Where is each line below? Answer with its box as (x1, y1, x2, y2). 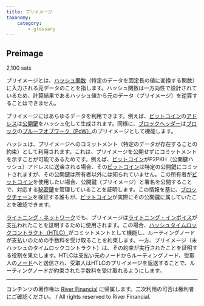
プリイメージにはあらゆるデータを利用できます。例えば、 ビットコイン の (6, 113, 187, 120)
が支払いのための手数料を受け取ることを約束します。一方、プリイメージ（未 (6, 237, 197, 244)
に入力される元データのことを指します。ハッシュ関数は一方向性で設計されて (6, 84, 197, 91)
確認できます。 (16, 201, 54, 208)
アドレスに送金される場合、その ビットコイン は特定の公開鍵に (27, 163, 182, 170)
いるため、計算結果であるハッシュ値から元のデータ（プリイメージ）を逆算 (6, 92, 192, 99)
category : (17, 20, 42, 26)
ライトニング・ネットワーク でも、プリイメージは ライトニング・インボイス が (6, 214, 197, 221)
